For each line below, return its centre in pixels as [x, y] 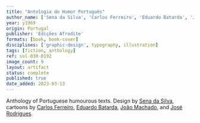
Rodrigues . [20, 113]
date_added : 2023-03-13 [36, 84]
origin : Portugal [28, 28]
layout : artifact [28, 67]
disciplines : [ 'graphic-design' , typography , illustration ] [82, 45]
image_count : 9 [25, 61]
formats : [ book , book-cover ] [42, 39]
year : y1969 [21, 23]
